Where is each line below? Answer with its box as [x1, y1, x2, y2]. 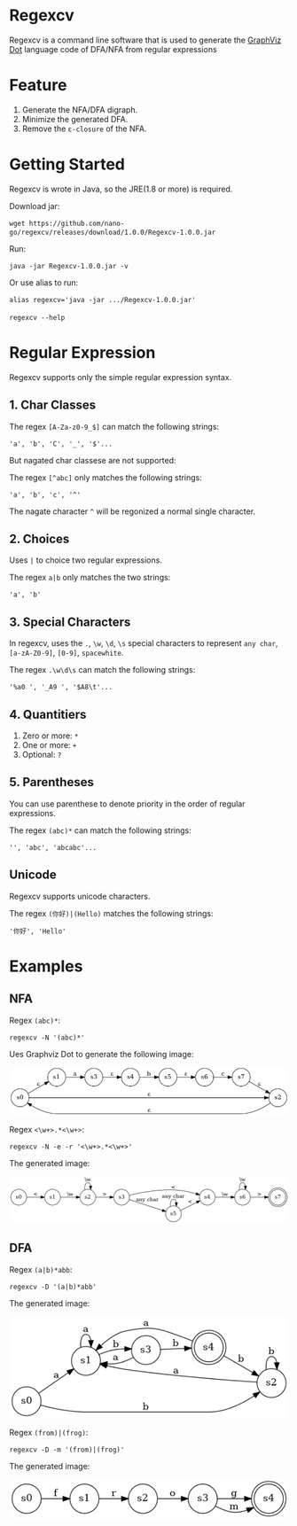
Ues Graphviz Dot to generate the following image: [9, 1048, 194, 1059]
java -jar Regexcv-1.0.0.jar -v [9, 261, 129, 270]
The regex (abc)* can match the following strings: [9, 825, 192, 836]
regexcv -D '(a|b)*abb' [9, 1282, 98, 1291]
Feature [9, 75, 67, 96]
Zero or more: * [21, 730, 79, 741]
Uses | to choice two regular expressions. [9, 555, 162, 565]
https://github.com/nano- [28, 219, 125, 228]
